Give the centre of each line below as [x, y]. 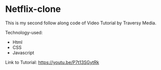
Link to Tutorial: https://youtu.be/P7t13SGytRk [52, 62]
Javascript [23, 53]
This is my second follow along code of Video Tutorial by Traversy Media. [81, 23]
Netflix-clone [33, 9]
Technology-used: [24, 32]
